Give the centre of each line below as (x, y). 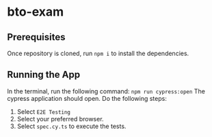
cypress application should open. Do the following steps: (87, 98)
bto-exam (36, 12)
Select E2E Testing (43, 111)
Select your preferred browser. (60, 119)
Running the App (44, 75)
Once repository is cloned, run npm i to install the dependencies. (98, 53)
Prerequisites (36, 37)
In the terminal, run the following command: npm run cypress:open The (106, 91)
